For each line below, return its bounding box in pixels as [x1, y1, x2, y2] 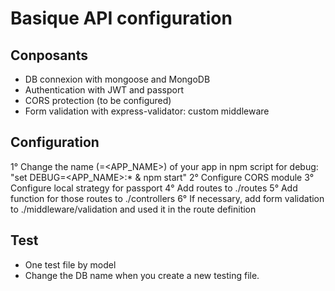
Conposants [10, 47, 88, 64]
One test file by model [24, 258, 117, 271]
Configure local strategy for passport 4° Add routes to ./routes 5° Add [10, 182, 298, 194]
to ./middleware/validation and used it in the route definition [10, 203, 257, 215]
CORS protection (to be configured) [24, 95, 172, 106]
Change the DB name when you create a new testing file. [24, 269, 260, 281]
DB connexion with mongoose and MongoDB [24, 73, 211, 85]
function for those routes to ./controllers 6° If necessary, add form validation [10, 192, 325, 204]
